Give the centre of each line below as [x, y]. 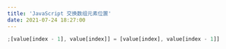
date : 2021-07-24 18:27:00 [46, 20]
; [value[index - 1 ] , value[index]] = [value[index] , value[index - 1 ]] [113, 39]
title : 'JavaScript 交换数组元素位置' [59, 13]
